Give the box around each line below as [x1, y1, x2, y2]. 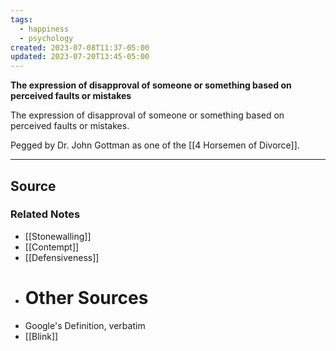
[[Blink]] [24, 330, 59, 342]
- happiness [19, 24, 70, 34]
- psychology [19, 33, 74, 43]
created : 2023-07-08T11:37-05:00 [10, 42, 150, 53]
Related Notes [10, 207, 81, 221]
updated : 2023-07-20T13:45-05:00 [10, 52, 150, 62]
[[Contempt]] [24, 241, 80, 253]
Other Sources [24, 287, 149, 309]
